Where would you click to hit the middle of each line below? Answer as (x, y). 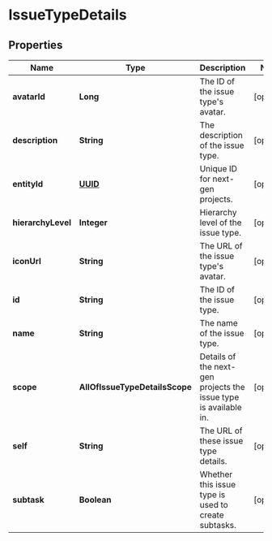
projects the (222, 387)
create (212, 515)
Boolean (95, 500)
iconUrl (27, 261)
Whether (216, 474)
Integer (93, 223)
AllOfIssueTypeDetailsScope (135, 387)
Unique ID (218, 169)
